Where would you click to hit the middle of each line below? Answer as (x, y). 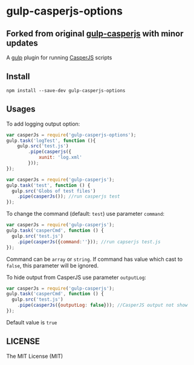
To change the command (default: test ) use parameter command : (86, 214)
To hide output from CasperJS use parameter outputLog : (76, 277)
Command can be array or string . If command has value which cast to (95, 259)
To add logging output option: (43, 124)
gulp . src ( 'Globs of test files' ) (54, 191)
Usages (21, 109)
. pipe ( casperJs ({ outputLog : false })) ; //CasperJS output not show (102, 305)
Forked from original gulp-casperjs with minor (95, 34)
